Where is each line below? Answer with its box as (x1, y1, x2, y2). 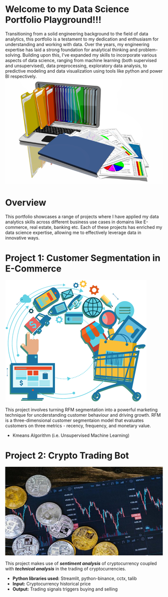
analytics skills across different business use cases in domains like (5, 219, 142, 225)
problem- (138, 47, 158, 53)
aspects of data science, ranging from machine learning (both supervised (5, 57, 157, 63)
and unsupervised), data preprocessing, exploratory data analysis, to (5, 63, 147, 69)
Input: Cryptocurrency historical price (12, 581, 91, 587)
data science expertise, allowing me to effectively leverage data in (5, 229, 141, 236)
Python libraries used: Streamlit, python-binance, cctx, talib (12, 575, 137, 581)
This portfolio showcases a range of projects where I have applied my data (5, 214, 159, 220)
